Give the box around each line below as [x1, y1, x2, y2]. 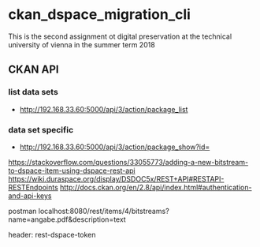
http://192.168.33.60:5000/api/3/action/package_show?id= [19, 142, 210, 152]
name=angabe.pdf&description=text [8, 215, 126, 224]
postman [8, 206, 37, 215]
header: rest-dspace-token [8, 230, 96, 239]
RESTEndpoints [8, 182, 59, 192]
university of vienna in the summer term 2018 [8, 39, 155, 49]
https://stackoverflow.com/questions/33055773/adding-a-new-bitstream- [8, 157, 249, 167]
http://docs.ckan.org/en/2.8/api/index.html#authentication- [60, 182, 252, 192]
